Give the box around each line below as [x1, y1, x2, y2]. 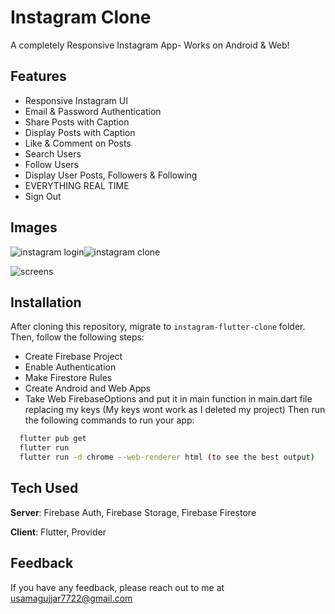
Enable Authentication [24, 361, 117, 373]
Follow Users [24, 158, 79, 170]
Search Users [24, 147, 82, 160]
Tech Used [10, 480, 79, 497]
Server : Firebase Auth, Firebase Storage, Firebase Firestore [10, 506, 257, 518]
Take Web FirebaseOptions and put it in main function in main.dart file [24, 393, 313, 405]
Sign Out [24, 190, 62, 202]
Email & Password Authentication [24, 105, 162, 117]
